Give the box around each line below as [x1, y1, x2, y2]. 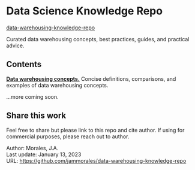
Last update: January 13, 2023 [6, 151, 82, 158]
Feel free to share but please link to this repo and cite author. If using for [6, 126, 185, 133]
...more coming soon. [6, 93, 59, 100]
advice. [6, 42, 25, 49]
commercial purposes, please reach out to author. [6, 133, 130, 140]
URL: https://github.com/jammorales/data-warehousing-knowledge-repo [6, 157, 187, 164]
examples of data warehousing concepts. [6, 81, 109, 89]
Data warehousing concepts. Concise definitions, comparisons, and [6, 75, 176, 82]
